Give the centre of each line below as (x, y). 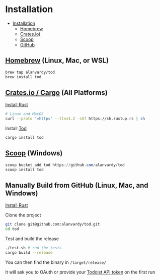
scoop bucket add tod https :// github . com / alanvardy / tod (65, 165)
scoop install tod (24, 170)
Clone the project (23, 215)
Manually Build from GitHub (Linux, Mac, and (77, 185)
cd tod (12, 229)
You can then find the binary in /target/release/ (56, 262)
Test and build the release (32, 239)
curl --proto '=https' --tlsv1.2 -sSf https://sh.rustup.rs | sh (75, 119)
